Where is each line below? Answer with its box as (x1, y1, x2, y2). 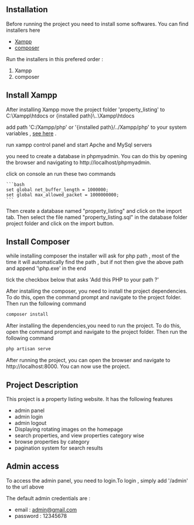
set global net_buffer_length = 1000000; (6, 186, 109, 193)
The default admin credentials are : (6, 494, 91, 501)
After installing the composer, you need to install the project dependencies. (6, 287, 188, 295)
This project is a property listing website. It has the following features (6, 396, 173, 402)
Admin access (6, 462, 60, 472)
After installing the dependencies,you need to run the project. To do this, (6, 322, 182, 329)
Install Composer (6, 237, 70, 247)
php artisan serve (6, 346, 51, 352)
